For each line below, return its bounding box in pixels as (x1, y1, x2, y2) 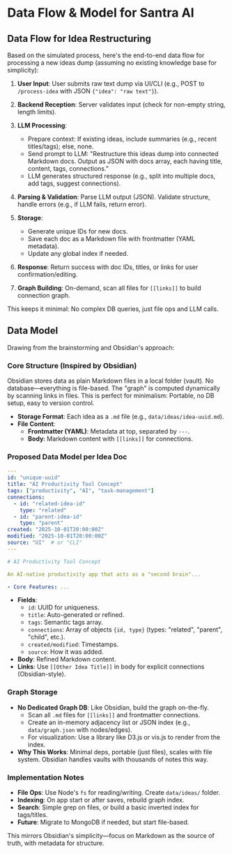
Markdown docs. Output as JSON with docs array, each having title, (27, 157, 223, 165)
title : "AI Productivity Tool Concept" (7, 481, 123, 488)
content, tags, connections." (27, 165, 109, 172)
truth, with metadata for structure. (7, 839, 105, 847)
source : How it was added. (27, 648, 104, 656)
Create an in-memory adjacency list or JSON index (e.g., (27, 718, 190, 726)
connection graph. (17, 291, 71, 299)
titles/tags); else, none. (27, 142, 94, 151)
